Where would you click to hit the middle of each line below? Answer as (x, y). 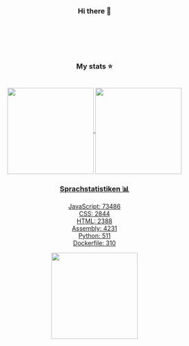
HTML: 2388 (94, 221)
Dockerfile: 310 (94, 243)
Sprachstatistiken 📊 (94, 189)
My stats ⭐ (94, 66)
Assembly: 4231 (94, 228)
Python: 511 (94, 236)
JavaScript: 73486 (94, 206)
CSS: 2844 (94, 213)
